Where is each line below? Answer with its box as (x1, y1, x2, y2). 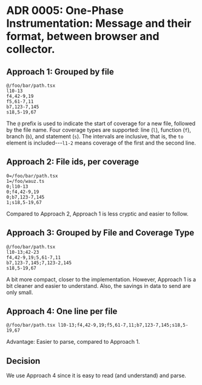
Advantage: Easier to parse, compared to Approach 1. (6, 338, 140, 346)
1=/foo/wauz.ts (6, 178, 45, 184)
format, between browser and (6, 30, 160, 43)
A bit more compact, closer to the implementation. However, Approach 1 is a (6, 276, 196, 283)
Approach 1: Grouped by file (6, 66, 114, 77)
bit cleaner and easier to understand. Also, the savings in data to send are (6, 282, 191, 289)
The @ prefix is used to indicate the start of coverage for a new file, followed (6, 120, 196, 127)
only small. (6, 288, 33, 296)
